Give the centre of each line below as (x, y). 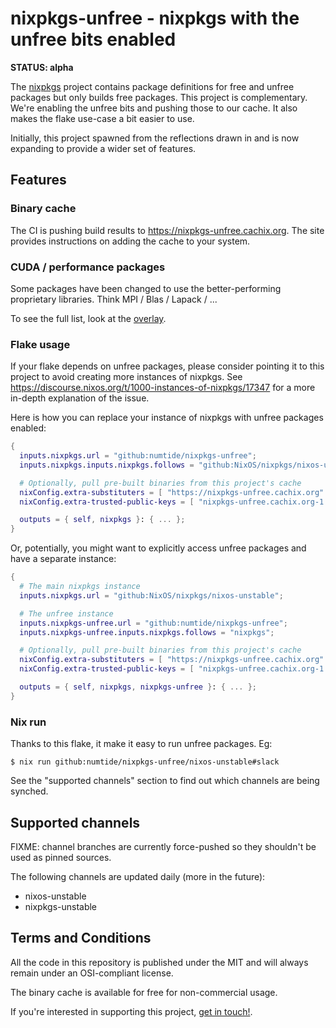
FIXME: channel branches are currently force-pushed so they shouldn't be (163, 846)
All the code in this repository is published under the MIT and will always (159, 962)
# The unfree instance (66, 613)
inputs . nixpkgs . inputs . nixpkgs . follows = (107, 465)
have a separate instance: (63, 559)
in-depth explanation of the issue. (80, 398)
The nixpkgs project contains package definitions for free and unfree (152, 86)
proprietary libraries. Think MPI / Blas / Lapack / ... (114, 299)
